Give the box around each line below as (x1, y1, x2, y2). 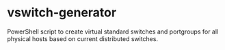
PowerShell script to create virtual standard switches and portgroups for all (7, 27, 219, 36)
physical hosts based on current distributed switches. (7, 34, 159, 42)
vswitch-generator (7, 5, 117, 21)
